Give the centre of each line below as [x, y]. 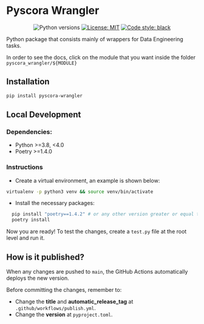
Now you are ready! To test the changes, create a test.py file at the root [97, 232]
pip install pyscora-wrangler [45, 96]
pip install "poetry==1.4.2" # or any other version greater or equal [103, 214]
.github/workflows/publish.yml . [55, 308]
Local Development [44, 115]
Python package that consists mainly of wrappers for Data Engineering [95, 39]
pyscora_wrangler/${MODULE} [42, 63]
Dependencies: [29, 132]
